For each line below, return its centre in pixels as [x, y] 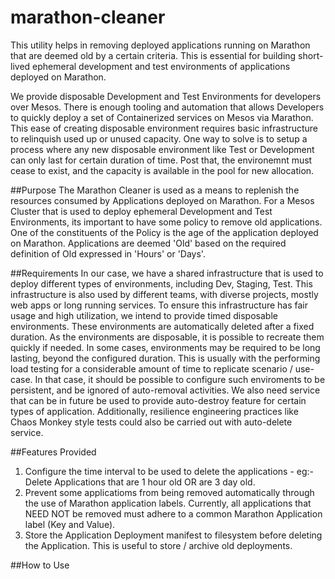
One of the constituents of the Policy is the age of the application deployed [164, 232]
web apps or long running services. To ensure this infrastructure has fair [159, 305]
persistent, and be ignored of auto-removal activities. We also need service [165, 390]
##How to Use [40, 565]
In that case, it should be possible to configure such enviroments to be [180, 379]
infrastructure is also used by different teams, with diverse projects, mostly [164, 294]
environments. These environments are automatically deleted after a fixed [162, 326]
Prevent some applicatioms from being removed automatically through [169, 492]
